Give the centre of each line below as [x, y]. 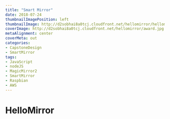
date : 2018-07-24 [24, 15]
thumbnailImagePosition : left [37, 19]
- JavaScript [19, 62]
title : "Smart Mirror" [29, 10]
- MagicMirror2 [21, 71]
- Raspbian [17, 81]
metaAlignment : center [29, 33]
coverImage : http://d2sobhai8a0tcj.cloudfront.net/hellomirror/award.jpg [85, 29]
